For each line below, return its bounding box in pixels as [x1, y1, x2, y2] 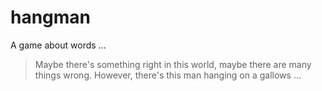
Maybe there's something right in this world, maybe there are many [34, 58, 312, 70]
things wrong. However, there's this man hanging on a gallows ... [34, 69, 302, 81]
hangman [10, 6, 92, 29]
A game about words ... [10, 39, 107, 51]
